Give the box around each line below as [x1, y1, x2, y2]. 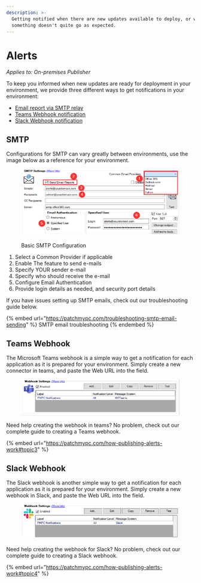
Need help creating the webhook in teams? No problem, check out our [6, 422, 179, 429]
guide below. [6, 303, 38, 310]
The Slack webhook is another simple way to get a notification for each [6, 479, 181, 487]
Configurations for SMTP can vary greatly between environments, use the [6, 150, 188, 158]
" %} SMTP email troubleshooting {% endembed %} [26, 321, 154, 328]
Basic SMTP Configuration [21, 242, 87, 249]
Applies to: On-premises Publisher [6, 69, 91, 76]
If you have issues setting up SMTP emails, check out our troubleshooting [6, 297, 188, 304]
